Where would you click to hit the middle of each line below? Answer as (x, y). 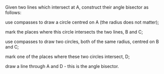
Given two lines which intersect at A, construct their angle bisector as (77, 7)
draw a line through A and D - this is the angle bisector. (62, 66)
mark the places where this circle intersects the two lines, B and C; (74, 32)
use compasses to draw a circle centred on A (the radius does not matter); (82, 22)
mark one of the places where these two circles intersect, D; (67, 56)
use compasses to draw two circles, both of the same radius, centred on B (82, 41)
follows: (13, 12)
